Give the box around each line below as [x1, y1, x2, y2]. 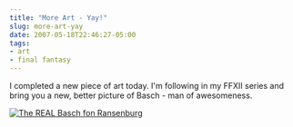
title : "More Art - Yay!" [9, 13, 107, 23]
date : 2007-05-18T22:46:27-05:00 [9, 30, 136, 39]
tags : [9, 38, 30, 48]
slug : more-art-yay [9, 22, 84, 31]
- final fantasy [9, 55, 71, 64]
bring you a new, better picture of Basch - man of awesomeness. [9, 90, 253, 101]
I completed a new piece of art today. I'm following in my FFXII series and [9, 81, 285, 91]
